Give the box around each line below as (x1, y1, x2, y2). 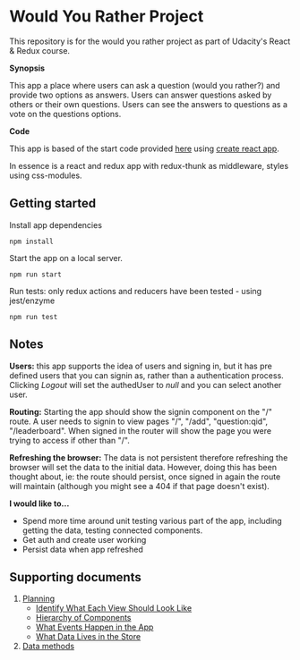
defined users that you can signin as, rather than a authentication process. (9, 369, 284, 381)
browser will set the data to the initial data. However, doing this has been (9, 461, 278, 472)
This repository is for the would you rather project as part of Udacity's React (9, 36, 291, 47)
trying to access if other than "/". (9, 435, 130, 445)
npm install (9, 237, 54, 246)
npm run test (9, 312, 58, 321)
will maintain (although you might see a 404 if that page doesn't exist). (9, 480, 270, 491)
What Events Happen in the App (35, 622, 154, 632)
